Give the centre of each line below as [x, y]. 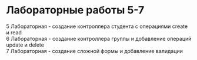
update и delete [25, 45]
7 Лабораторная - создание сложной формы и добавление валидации [95, 51]
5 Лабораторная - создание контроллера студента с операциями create [97, 26]
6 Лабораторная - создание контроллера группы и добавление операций [99, 38]
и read [14, 32]
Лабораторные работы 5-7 [75, 10]
